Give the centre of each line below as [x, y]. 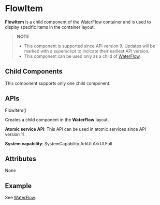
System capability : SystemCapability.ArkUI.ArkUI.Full [59, 143]
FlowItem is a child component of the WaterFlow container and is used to [78, 22]
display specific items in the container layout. [50, 27]
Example [18, 186]
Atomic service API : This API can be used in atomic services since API [76, 129]
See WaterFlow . [21, 198]
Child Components [34, 72]
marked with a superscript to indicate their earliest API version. [87, 51]
